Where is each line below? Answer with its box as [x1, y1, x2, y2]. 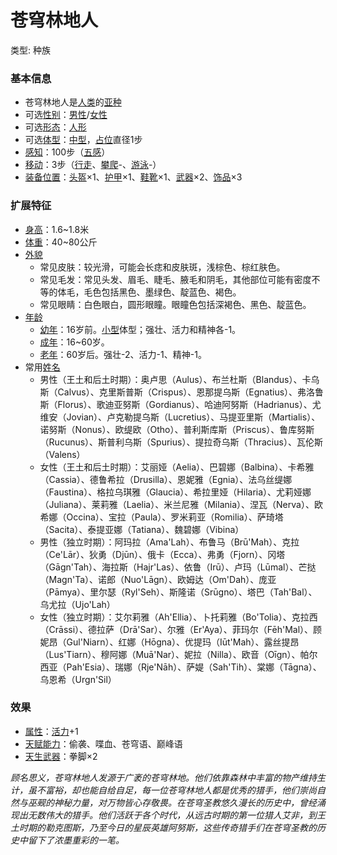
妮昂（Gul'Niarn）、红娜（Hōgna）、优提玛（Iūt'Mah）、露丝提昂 [39, 636, 300, 648]
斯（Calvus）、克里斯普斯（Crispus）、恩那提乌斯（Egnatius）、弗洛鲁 [39, 386, 325, 398]
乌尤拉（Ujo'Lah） [39, 598, 116, 610]
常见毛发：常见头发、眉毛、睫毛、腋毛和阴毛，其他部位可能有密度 [39, 273, 312, 285]
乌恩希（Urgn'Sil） [39, 673, 117, 685]
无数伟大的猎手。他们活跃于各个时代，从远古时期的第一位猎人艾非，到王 [27, 809, 326, 821]
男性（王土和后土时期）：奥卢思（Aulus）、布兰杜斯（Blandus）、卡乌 [39, 373, 320, 385]
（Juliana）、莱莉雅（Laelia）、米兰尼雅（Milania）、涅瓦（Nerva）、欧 [39, 498, 323, 510]
